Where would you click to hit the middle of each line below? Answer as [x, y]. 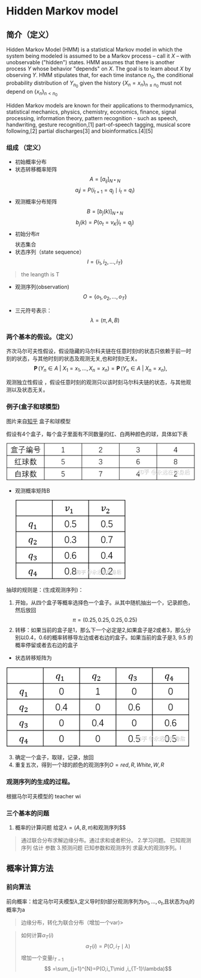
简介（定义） [30, 35]
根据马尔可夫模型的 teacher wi [44, 796]
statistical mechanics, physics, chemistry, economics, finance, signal [91, 112]
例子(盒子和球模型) [33, 407]
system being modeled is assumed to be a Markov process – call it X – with [99, 56]
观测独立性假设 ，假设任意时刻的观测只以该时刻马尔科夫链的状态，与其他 [96, 382]
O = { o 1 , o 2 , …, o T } [105, 297]
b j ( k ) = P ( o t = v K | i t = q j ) [105, 223]
